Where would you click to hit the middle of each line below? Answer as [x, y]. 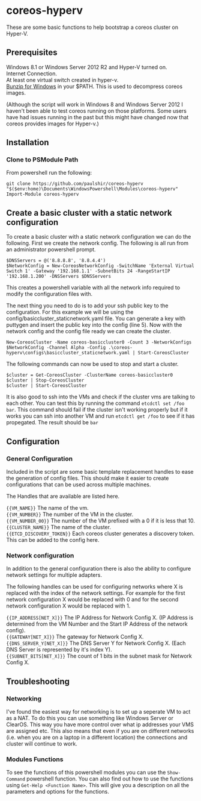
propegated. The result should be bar [52, 422]
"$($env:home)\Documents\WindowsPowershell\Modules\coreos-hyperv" [92, 189]
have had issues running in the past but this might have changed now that [97, 117]
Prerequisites [32, 53]
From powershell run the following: [49, 173]
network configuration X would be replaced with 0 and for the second [92, 600]
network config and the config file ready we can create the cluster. [89, 331]
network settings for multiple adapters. [54, 575]
